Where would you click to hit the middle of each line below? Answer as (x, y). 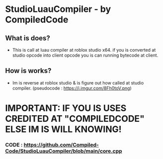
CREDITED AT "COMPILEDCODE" (75, 119)
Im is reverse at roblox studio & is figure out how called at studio (78, 82)
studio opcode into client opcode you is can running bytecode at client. (85, 55)
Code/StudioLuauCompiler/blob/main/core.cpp (64, 151)
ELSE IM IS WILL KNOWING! (63, 129)
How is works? (28, 71)
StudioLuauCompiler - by (58, 9)
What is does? (28, 38)
